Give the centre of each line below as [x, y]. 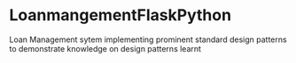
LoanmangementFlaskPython [121, 15]
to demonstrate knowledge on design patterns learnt [105, 48]
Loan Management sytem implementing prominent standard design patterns [148, 39]
